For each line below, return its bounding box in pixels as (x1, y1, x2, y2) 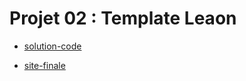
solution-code (23, 40, 82, 52)
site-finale (23, 59, 66, 71)
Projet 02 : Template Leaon (9, 7, 237, 30)
